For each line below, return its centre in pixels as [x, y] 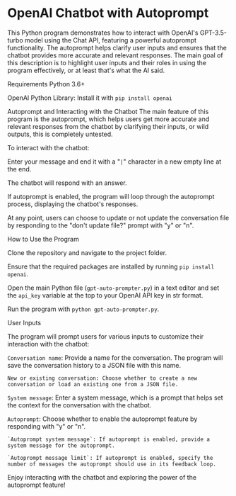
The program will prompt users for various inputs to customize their [106, 336]
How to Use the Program [43, 239]
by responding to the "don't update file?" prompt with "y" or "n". [101, 225]
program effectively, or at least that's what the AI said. [86, 70]
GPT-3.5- [213, 33]
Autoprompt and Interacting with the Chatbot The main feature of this [108, 111]
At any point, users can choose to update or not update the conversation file [118, 218]
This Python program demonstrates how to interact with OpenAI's [103, 33]
